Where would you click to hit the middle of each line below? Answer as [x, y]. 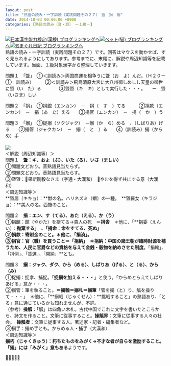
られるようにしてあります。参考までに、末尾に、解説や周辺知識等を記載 [90, 59]
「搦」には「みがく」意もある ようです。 [48, 348]
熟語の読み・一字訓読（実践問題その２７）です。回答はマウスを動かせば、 [83, 52]
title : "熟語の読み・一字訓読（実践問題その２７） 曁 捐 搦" [64, 15]
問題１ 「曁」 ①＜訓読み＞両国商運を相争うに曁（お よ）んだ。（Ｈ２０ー [86, 76]
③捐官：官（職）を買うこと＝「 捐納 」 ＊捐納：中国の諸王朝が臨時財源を [83, 241]
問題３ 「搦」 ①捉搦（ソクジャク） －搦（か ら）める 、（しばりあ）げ [84, 123]
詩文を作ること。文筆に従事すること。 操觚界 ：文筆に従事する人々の [86, 316]
